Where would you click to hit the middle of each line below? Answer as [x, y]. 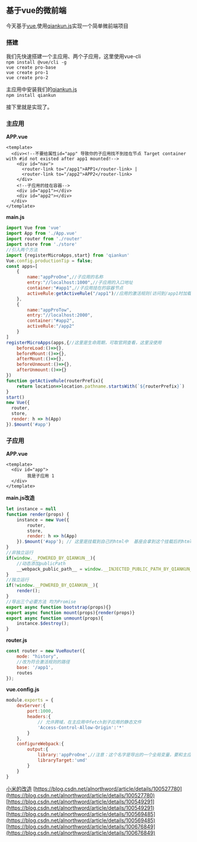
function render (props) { [38, 514]
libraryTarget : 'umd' [62, 760]
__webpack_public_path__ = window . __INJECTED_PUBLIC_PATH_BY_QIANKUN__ [106, 569]
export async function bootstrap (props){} [59, 607]
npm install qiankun [31, 96]
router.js [17, 640]
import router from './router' [44, 239]
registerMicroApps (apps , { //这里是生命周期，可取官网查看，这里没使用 [84, 342]
